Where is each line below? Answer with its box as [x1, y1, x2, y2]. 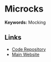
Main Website [11, 51, 40, 57]
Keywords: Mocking [4, 19, 46, 25]
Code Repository [11, 46, 46, 52]
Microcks [4, 3, 44, 15]
